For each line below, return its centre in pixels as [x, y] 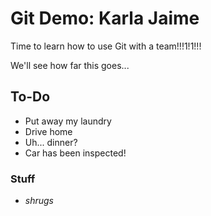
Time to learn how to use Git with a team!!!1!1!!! [106, 46]
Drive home [48, 131]
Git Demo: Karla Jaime [105, 18]
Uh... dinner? [51, 142]
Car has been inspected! [75, 153]
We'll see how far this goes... [70, 65]
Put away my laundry [68, 121]
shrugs [39, 201]
